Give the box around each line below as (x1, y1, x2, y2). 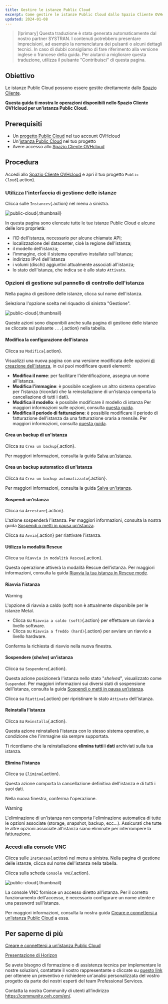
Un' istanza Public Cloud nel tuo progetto (12, 138, 96, 144)
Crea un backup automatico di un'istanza (5, 464, 92, 470)
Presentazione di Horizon (5, 952, 57, 958)
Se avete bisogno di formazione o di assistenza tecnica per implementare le (5, 962, 161, 968)
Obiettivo (5, 71, 35, 80)
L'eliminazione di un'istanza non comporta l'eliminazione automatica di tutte (5, 815, 161, 821)
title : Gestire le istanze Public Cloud (5, 7, 91, 13)
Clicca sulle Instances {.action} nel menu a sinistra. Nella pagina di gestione (5, 855, 160, 861)
